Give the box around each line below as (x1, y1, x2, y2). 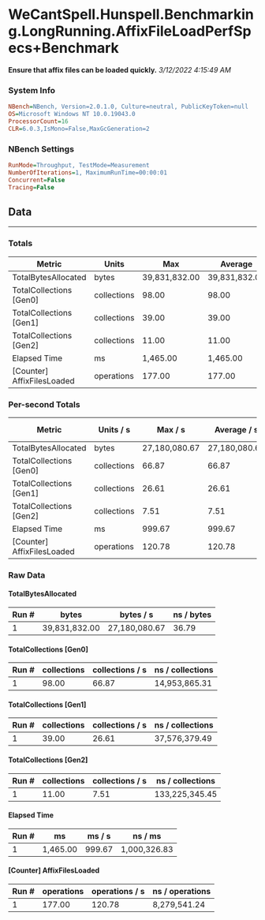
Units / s (98, 424, 131, 435)
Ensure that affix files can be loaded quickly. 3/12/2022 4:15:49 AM (8, 65, 231, 74)
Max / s (156, 424, 185, 435)
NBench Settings (8, 144, 75, 155)
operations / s (91, 886, 145, 897)
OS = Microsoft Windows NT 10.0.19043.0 (8, 110, 136, 118)
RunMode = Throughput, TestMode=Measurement (8, 162, 150, 170)
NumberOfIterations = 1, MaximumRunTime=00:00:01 (8, 168, 168, 177)
